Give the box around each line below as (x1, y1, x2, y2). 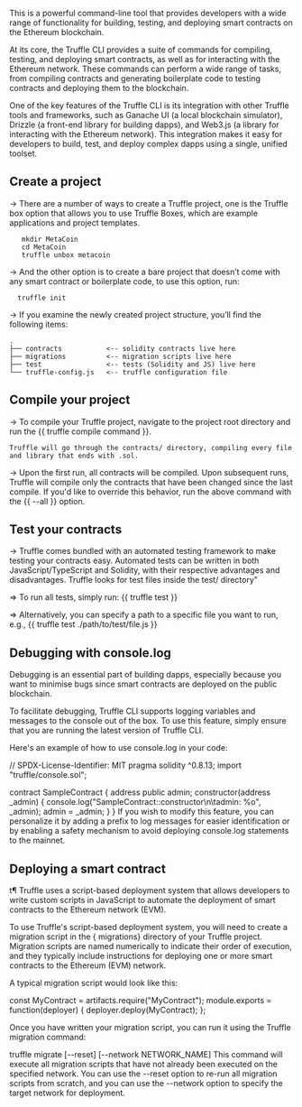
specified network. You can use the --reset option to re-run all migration (9, 1068, 278, 1079)
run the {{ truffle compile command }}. (9, 426, 151, 437)
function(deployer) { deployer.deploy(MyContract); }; (9, 1005, 206, 1016)
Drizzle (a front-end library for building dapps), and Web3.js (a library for (9, 119, 279, 130)
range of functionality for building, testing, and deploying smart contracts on (9, 17, 293, 28)
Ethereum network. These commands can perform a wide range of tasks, (9, 63, 282, 74)
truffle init (17, 293, 67, 302)
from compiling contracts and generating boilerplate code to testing (9, 73, 261, 84)
